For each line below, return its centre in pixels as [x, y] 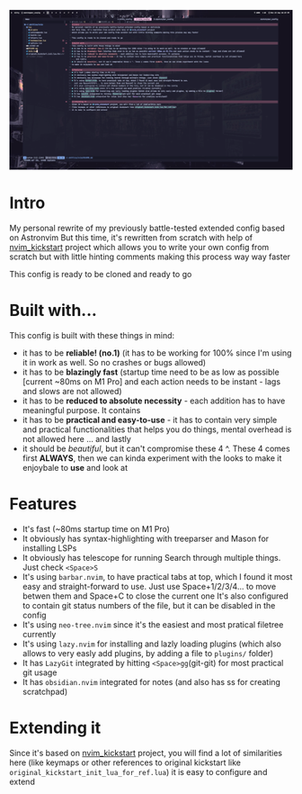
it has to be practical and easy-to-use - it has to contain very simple [150, 420]
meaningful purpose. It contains [81, 410]
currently [39, 634]
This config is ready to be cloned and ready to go [101, 274]
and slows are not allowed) [72, 391]
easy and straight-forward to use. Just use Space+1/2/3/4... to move [149, 586]
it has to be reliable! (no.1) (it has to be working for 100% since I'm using [157, 353]
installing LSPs [49, 548]
